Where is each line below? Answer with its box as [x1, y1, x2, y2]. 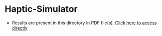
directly [11, 25, 28, 31]
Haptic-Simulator [4, 3, 78, 15]
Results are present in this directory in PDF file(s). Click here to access [11, 20, 157, 26]
